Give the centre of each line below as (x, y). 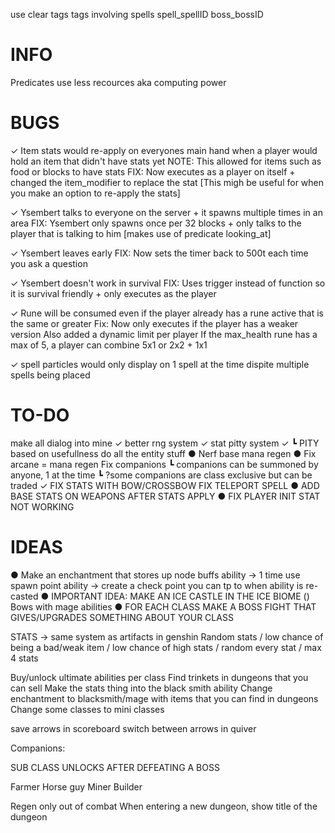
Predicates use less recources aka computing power (118, 82)
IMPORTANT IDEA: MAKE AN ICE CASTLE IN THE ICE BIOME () (180, 596)
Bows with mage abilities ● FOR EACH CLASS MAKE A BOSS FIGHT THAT (163, 606)
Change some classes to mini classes (87, 709)
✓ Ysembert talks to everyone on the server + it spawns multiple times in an (166, 212)
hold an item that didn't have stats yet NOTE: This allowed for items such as (166, 161)
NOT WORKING (42, 506)
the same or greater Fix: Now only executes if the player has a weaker (154, 323)
